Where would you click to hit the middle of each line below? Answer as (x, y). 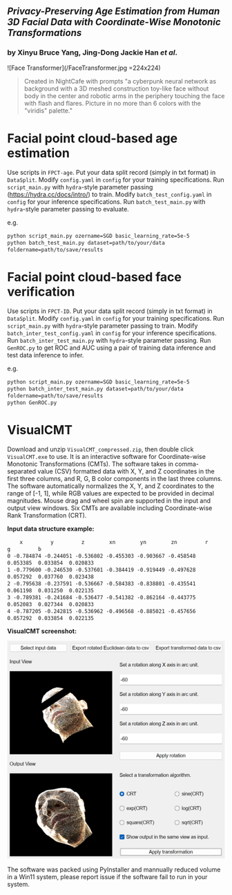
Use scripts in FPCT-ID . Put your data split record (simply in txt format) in (110, 311)
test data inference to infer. (46, 355)
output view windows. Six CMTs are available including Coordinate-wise (110, 508)
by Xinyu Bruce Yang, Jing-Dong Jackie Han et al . (93, 53)
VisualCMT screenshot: (42, 631)
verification (41, 291)
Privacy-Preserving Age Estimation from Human (114, 11)
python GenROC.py (32, 403)
